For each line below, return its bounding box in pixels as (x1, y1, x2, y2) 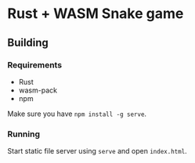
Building (7, 36, 49, 49)
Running (7, 129, 41, 139)
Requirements (7, 60, 63, 71)
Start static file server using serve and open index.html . (7, 147, 187, 156)
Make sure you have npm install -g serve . (7, 109, 146, 118)
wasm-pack (18, 85, 58, 95)
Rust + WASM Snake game (7, 5, 184, 23)
